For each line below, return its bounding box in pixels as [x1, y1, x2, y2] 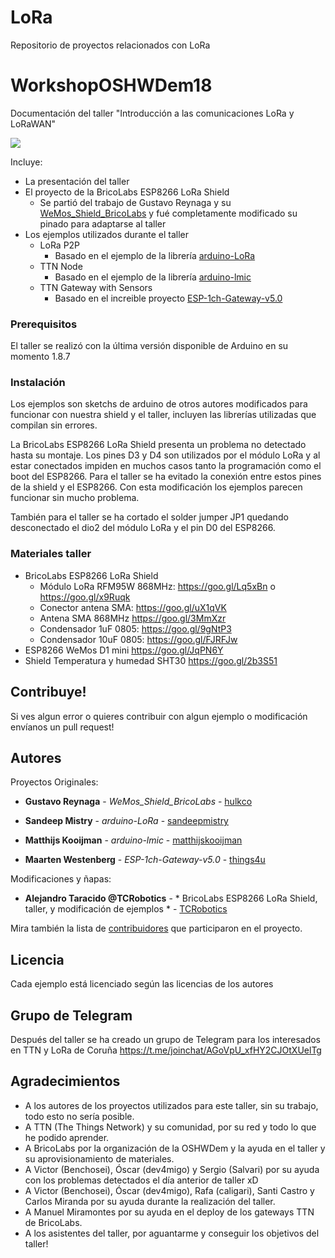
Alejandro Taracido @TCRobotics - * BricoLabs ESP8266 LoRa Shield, [24, 892, 318, 905]
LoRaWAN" [10, 117, 57, 130]
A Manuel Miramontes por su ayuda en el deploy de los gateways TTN [24, 1206, 315, 1218]
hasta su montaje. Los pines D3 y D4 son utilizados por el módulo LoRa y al [10, 449, 321, 461]
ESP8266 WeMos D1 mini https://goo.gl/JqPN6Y [24, 644, 224, 656]
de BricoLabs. [24, 1216, 83, 1228]
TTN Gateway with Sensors [39, 281, 153, 293]
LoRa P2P [39, 239, 81, 251]
